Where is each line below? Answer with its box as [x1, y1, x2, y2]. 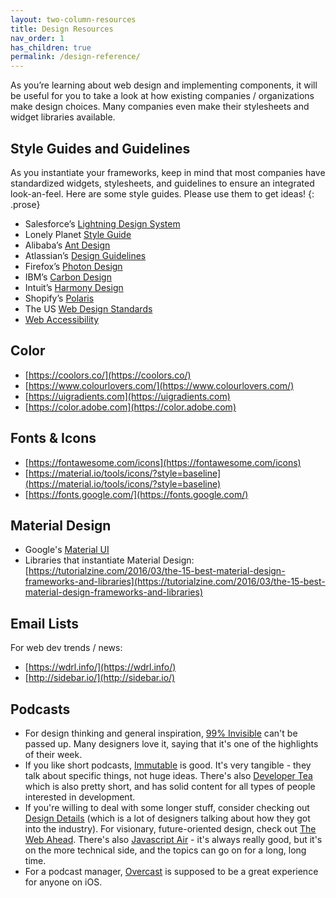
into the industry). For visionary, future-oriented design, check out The [24, 823, 317, 835]
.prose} [10, 198, 41, 210]
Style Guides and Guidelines [10, 140, 191, 157]
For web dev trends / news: [10, 642, 123, 654]
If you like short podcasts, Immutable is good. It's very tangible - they [24, 759, 312, 771]
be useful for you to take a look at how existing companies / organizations [10, 90, 315, 102]
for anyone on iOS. [24, 876, 103, 888]
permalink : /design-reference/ [10, 52, 141, 62]
